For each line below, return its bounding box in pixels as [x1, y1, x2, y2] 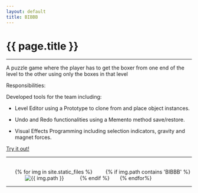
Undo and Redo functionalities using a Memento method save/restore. [14, 116, 186, 124]
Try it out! [6, 145, 29, 152]
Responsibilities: [6, 82, 46, 89]
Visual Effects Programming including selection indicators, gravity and [14, 128, 186, 135]
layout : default [6, 8, 46, 15]
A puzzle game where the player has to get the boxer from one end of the [6, 64, 184, 71]
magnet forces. [14, 134, 52, 141]
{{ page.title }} [6, 39, 79, 53]
